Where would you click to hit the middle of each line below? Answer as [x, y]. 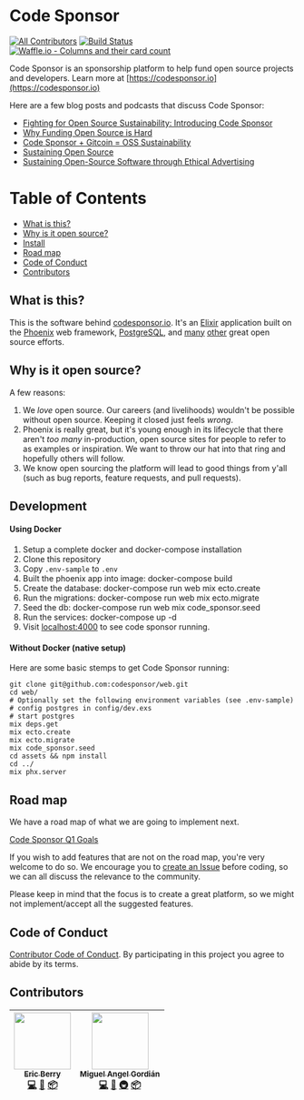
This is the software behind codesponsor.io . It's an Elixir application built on [151, 322]
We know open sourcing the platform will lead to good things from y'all [155, 468]
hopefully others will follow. [74, 458]
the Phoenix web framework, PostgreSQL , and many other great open [140, 332]
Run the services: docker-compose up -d [99, 617]
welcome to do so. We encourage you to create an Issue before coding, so [149, 867]
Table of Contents [78, 199]
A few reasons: [38, 392]
